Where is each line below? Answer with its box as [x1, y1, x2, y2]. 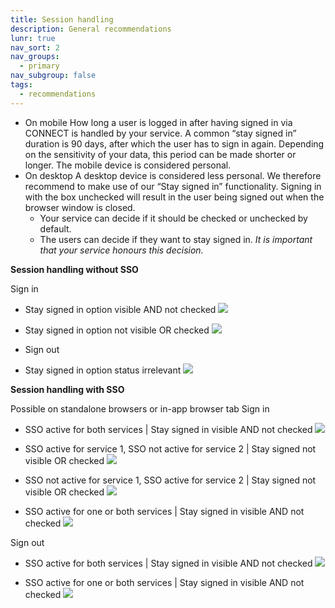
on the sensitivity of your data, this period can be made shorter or [24, 148, 297, 160]
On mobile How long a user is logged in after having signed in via [24, 116, 293, 128]
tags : [10, 80, 33, 90]
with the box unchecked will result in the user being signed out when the [24, 191, 325, 203]
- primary [19, 61, 60, 71]
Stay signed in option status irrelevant [24, 364, 182, 376]
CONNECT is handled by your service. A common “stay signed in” [24, 127, 297, 139]
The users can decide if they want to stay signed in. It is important [39, 233, 313, 245]
